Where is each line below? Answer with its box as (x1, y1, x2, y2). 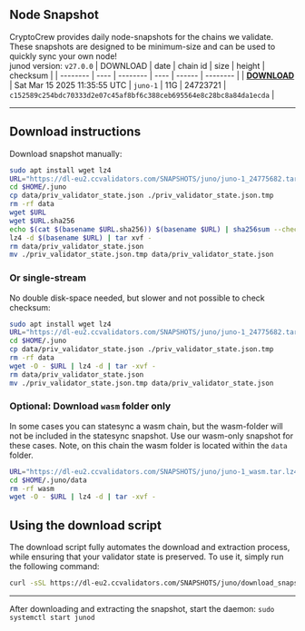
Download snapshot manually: (9, 148, 123, 159)
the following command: (9, 561, 100, 572)
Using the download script (9, 518, 162, 533)
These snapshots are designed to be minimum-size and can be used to (9, 41, 276, 52)
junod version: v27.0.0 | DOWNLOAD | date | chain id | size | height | (9, 60, 265, 71)
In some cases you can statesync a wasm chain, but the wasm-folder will (9, 420, 283, 431)
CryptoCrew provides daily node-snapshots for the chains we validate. (9, 31, 274, 42)
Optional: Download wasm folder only (9, 399, 172, 412)
